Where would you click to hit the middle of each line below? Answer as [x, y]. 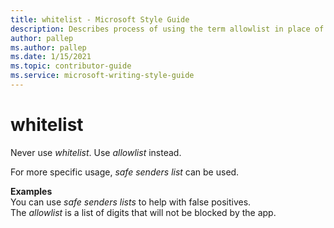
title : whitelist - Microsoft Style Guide [100, 19]
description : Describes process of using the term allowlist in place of [167, 29]
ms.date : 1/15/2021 [51, 57]
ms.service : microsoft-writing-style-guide [102, 76]
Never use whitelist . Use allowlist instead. [96, 152]
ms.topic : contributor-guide [71, 66]
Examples [31, 191]
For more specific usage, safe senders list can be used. [125, 172]
